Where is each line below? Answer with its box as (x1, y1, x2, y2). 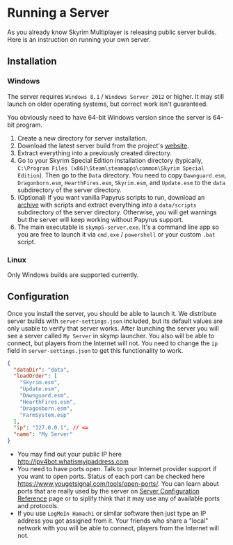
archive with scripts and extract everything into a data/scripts (17, 200, 197, 209)
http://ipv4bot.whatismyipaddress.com (17, 457, 129, 466)
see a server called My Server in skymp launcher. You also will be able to (7, 331, 215, 340)
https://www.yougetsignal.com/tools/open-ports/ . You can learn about (17, 480, 219, 488)
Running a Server (7, 5, 110, 21)
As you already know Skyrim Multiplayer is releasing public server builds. (7, 28, 217, 36)
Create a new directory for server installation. (17, 134, 147, 142)
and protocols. (17, 502, 59, 510)
